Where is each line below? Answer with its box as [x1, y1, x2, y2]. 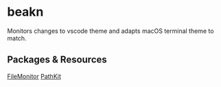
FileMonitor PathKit [7, 72, 62, 80]
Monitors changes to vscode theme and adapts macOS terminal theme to [7, 27, 214, 35]
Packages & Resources [7, 54, 108, 66]
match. [7, 34, 27, 42]
